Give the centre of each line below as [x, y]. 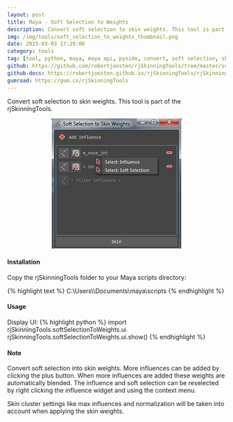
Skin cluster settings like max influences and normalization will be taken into [116, 404]
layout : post [26, 15]
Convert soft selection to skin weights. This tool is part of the [94, 101]
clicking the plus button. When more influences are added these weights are [116, 375]
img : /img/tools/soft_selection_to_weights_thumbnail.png [93, 37]
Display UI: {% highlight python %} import [67, 322]
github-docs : [26, 73]
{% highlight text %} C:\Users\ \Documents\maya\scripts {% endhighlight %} [116, 291]
